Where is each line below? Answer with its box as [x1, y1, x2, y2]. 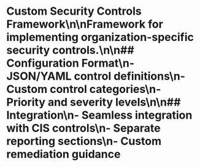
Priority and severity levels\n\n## [6, 95, 181, 109]
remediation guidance [6, 147, 121, 161]
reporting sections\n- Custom [6, 135, 162, 148]
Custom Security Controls [6, 4, 142, 18]
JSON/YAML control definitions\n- [6, 69, 186, 83]
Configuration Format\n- [6, 56, 135, 70]
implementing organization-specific [6, 31, 194, 44]
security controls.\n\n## [6, 43, 135, 58]
